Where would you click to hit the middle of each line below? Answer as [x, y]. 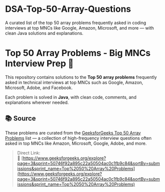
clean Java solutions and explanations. [44, 33]
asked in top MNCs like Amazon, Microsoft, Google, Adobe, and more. [76, 143]
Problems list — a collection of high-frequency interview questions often [78, 138]
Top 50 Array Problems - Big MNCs [78, 53]
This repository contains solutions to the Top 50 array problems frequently [81, 77]
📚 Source [20, 118]
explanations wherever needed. [37, 102]
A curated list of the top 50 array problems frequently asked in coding [76, 23]
